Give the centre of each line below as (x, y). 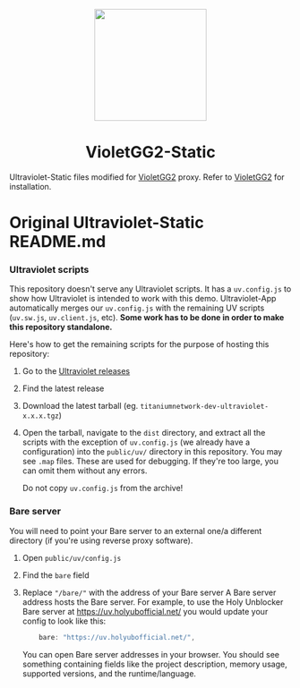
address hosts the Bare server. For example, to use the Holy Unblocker (153, 602)
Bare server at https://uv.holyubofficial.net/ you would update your (145, 611)
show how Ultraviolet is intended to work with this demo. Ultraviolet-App (143, 299)
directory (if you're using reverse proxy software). (101, 540)
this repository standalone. (61, 327)
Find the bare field (56, 575)
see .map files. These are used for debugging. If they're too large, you (150, 462)
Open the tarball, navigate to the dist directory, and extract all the (144, 433)
